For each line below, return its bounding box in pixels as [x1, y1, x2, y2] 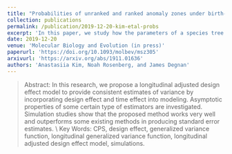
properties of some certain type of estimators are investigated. [23, 102, 203, 110]
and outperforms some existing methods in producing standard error [23, 117, 220, 125]
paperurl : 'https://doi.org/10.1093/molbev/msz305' [7, 49, 159, 56]
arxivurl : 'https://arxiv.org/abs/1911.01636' [7, 55, 144, 62]
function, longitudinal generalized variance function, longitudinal [23, 132, 208, 140]
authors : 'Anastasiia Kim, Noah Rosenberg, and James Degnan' [7, 61, 190, 68]
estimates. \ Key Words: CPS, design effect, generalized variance [23, 124, 210, 133]
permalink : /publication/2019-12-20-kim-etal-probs [7, 23, 159, 30]
